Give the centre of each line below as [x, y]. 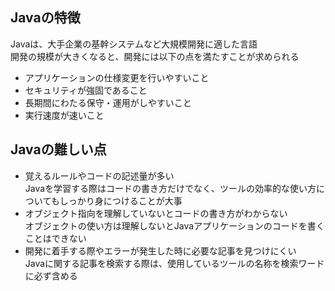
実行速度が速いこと [64, 115]
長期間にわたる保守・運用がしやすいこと [108, 102]
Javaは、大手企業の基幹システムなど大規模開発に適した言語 [134, 44]
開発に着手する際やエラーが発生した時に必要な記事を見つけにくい [160, 250]
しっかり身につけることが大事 [121, 200]
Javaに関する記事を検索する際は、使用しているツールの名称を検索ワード [174, 263]
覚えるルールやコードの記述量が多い [99, 175]
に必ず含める [51, 275]
